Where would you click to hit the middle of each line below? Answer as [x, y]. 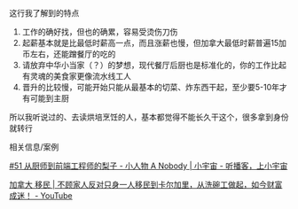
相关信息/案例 [34, 147]
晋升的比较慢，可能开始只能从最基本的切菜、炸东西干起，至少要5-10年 [151, 87]
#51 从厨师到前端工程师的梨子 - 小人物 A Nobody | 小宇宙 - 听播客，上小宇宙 [149, 166]
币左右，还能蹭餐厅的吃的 [69, 54]
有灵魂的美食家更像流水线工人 [76, 76]
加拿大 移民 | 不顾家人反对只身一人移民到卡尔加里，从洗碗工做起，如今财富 [146, 185]
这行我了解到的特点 [44, 13]
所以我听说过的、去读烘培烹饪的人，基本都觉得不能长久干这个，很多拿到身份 [149, 117]
